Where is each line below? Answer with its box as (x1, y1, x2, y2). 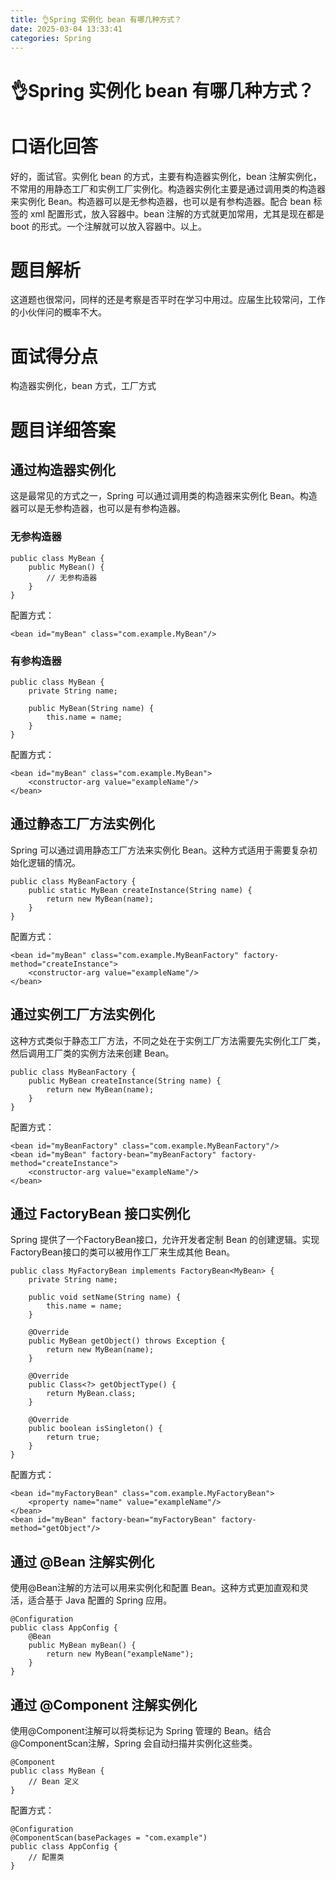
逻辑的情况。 (27, 856, 81, 868)
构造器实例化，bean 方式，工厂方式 (10, 380, 157, 392)
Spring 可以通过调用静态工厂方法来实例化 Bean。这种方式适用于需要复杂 (10, 844, 309, 856)
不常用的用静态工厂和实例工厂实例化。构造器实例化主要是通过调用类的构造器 (10, 182, 326, 195)
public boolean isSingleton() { (28, 1424, 163, 1434)
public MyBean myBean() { (28, 1641, 137, 1651)
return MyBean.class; (46, 1389, 137, 1399)
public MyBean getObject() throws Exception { (28, 1336, 226, 1346)
